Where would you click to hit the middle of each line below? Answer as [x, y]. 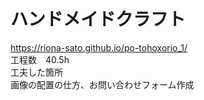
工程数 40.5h [40, 59]
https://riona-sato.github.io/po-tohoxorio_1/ [99, 47]
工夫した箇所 [36, 72]
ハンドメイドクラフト [98, 19]
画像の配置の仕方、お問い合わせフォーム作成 [102, 84]
